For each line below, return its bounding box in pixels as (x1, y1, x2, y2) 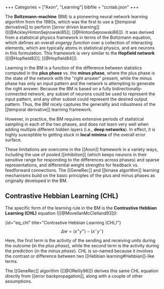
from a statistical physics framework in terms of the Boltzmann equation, (5, 34, 152, 40)
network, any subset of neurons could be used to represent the (27, 91, 156, 97)
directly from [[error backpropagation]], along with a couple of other (5, 273, 143, 279)
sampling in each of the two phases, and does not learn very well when (5, 121, 149, 127)
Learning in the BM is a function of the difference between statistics (5, 65, 142, 71)
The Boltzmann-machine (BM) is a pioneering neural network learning (5, 14, 148, 19)
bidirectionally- (112, 86, 143, 91)
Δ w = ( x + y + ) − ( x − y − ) (61, 227, 104, 234)
